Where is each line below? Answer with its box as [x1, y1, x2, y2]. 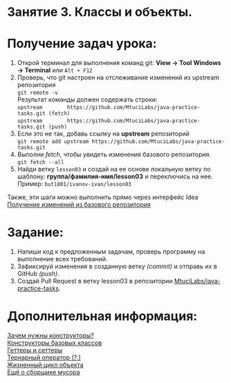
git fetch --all [17, 159, 64, 166]
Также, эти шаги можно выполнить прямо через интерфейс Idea [7, 193, 198, 201]
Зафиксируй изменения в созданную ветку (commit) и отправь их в [17, 262, 218, 270]
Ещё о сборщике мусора [7, 368, 81, 376]
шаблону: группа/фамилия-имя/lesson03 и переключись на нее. [17, 172, 213, 180]
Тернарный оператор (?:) [7, 353, 82, 362]
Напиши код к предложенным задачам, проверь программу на [17, 247, 205, 256]
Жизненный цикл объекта [7, 361, 84, 368]
